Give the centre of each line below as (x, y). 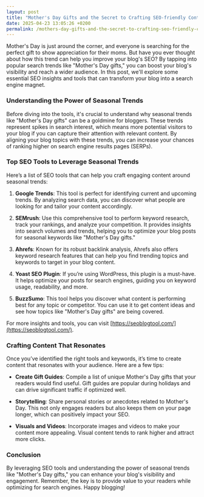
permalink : (20, 29)
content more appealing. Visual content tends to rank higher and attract (104, 433)
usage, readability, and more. (52, 287)
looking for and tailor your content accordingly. (74, 206)
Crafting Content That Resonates (56, 345)
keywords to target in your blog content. (65, 262)
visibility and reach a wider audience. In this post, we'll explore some (92, 72)
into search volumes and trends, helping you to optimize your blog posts (105, 231)
